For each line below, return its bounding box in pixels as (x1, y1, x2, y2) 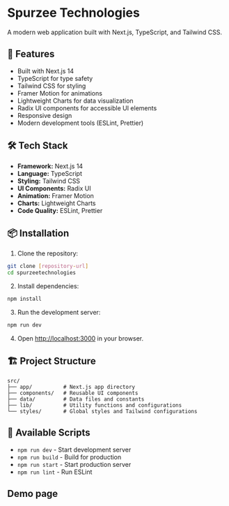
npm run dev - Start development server (17, 445, 132, 454)
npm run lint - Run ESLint (17, 468, 93, 476)
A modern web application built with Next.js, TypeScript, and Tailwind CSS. (7, 28, 223, 36)
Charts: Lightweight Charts (17, 199, 96, 207)
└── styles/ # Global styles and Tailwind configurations (7, 408, 198, 415)
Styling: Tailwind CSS (17, 177, 81, 185)
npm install (7, 295, 42, 303)
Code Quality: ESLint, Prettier (17, 206, 103, 214)
